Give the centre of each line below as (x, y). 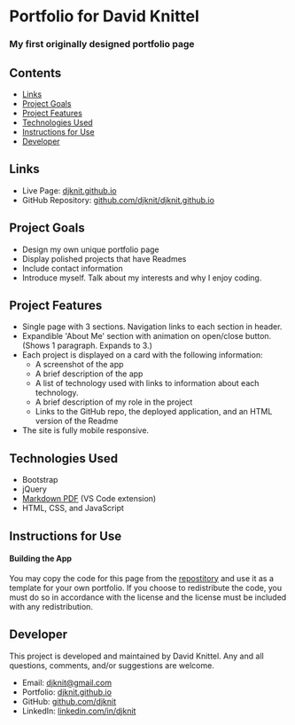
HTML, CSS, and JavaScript (73, 508)
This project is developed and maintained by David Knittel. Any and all (136, 656)
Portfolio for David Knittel (104, 16)
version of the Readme (77, 421)
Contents (35, 73)
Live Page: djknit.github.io (69, 190)
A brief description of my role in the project (114, 402)
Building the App (41, 559)
